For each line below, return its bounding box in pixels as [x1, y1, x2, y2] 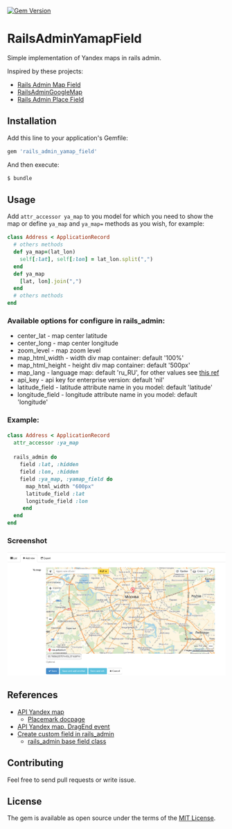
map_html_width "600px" [25, 483, 95, 490]
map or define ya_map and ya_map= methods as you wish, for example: [7, 220, 205, 228]
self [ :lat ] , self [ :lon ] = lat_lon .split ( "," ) [19, 256, 154, 262]
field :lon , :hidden [19, 468, 79, 476]
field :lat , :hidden [19, 461, 79, 468]
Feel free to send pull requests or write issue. [7, 776, 136, 784]
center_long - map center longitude [17, 339, 119, 348]
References [7, 689, 58, 701]
